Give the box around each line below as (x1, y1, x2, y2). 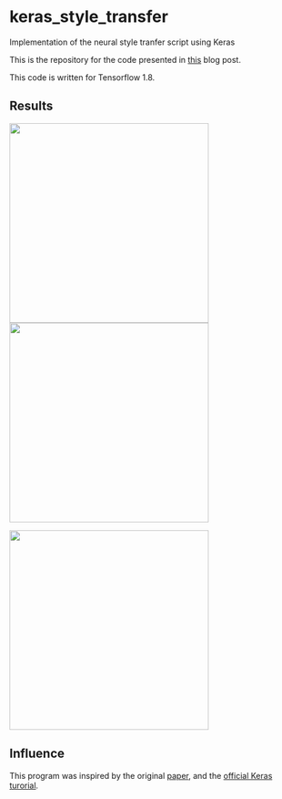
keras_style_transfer (9, 6, 168, 27)
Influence (9, 746, 65, 762)
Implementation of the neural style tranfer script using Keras (9, 36, 236, 47)
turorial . (9, 780, 39, 791)
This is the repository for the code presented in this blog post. (9, 54, 241, 65)
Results (9, 99, 54, 114)
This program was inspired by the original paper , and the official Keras (9, 770, 273, 781)
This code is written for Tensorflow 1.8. (9, 71, 156, 83)
